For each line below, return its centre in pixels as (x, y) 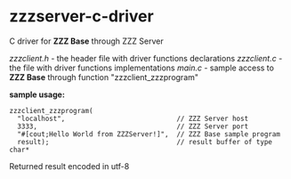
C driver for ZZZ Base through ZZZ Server (86, 41)
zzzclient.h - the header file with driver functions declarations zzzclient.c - (146, 58)
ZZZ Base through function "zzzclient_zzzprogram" (104, 77)
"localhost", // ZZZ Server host (133, 118)
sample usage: (37, 94)
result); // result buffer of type (145, 142)
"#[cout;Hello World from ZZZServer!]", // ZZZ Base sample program (149, 134)
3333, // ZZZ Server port (133, 126)
